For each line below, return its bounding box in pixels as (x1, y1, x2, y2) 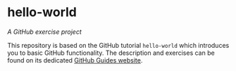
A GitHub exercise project (7, 27, 82, 36)
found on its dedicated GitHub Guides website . (7, 56, 143, 64)
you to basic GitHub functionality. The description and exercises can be (7, 49, 215, 57)
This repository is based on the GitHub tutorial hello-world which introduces (7, 41, 230, 49)
